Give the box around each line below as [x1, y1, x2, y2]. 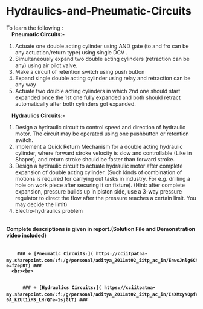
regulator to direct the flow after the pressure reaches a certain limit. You [14, 194, 196, 201]
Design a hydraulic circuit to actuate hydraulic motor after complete [14, 162, 183, 169]
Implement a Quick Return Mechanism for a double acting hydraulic [14, 143, 183, 150]
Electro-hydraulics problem [14, 207, 83, 214]
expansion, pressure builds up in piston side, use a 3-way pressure [14, 187, 182, 195]
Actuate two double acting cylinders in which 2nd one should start [14, 87, 181, 94]
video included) [6, 232, 47, 239]
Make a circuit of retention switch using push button [14, 68, 145, 75]
